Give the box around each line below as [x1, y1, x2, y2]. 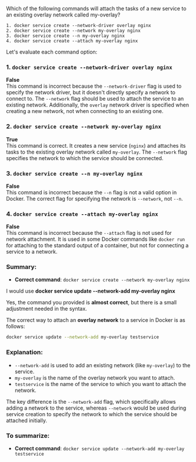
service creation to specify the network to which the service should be [6, 410, 178, 417]
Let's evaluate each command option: [6, 48, 98, 55]
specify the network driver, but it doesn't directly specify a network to [6, 89, 175, 96]
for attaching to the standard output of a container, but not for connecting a [6, 242, 189, 249]
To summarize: [6, 431, 50, 440]
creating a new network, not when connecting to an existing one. [6, 108, 164, 115]
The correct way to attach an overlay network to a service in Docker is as [6, 317, 185, 324]
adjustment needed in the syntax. [6, 305, 87, 313]
